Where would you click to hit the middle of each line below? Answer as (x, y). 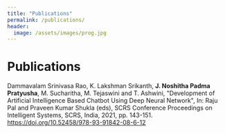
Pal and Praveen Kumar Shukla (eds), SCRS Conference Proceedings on (110, 108)
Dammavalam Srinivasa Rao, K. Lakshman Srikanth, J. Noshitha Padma (109, 86)
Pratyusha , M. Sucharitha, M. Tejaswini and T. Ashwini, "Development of (111, 93)
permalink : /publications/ (46, 20)
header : (18, 26)
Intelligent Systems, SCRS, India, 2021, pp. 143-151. (80, 115)
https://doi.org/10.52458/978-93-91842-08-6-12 (77, 123)
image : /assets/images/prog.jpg (60, 33)
